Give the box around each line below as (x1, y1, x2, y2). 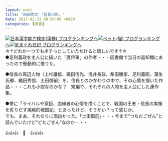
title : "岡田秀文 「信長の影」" (5, 12, 65, 17)
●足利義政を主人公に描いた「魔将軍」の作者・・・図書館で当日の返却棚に (5, 54, 159, 60)
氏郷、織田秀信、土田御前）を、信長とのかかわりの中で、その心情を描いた (5, 77, 159, 83)
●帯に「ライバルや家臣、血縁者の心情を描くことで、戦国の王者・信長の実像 (5, 100, 163, 106)
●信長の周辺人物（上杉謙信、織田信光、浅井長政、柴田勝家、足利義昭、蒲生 (5, 71, 163, 77)
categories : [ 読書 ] (5, 21, 45, 26)
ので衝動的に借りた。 (14, 60, 58, 66)
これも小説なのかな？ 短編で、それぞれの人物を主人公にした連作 (22, 83, 159, 90)
